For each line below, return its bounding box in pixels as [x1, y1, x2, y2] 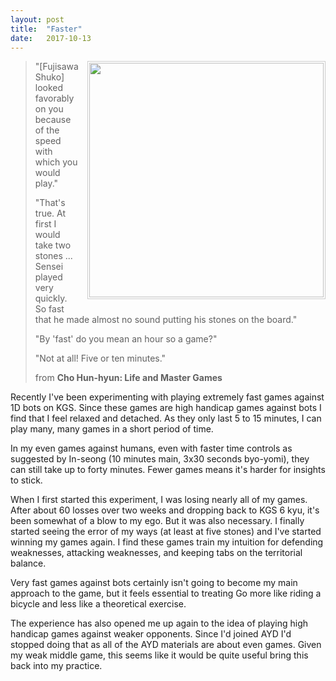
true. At [34, 207, 67, 220]
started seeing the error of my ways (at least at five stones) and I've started [10, 526, 322, 538]
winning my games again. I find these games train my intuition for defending [10, 536, 324, 548]
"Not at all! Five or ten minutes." [34, 352, 167, 365]
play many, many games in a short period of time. [10, 423, 214, 435]
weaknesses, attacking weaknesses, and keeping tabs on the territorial [10, 547, 303, 559]
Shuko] [34, 71, 65, 83]
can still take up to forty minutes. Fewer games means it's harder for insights [10, 464, 326, 476]
